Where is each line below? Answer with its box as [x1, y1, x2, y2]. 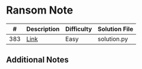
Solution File [97, 25, 134, 33]
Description [26, 25, 60, 33]
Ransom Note [6, 4, 73, 17]
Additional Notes [6, 55, 69, 65]
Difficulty [65, 25, 92, 33]
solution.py [97, 35, 129, 43]
